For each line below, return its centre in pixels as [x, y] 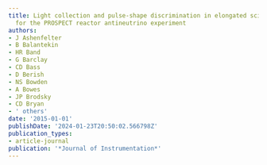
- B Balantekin [33, 45]
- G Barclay [28, 60]
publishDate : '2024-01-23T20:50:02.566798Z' [83, 126]
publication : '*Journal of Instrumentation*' [85, 148]
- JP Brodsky [30, 97]
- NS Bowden [28, 82]
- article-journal [39, 141]
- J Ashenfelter [35, 38]
